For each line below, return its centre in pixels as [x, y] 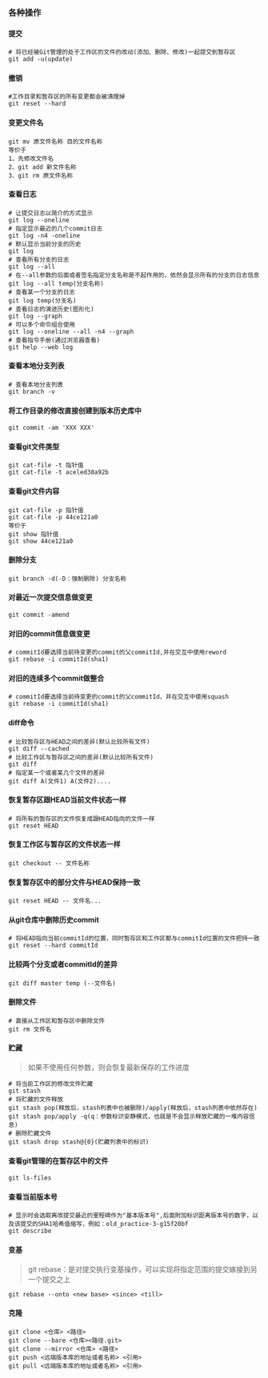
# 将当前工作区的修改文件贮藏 [51, 1084]
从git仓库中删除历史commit [54, 919]
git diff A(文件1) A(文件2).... [60, 781]
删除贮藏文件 [34, 1133]
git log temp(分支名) [42, 300]
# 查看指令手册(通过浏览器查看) [54, 340]
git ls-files [30, 1178]
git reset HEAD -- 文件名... [55, 901]
